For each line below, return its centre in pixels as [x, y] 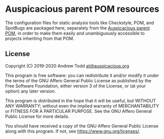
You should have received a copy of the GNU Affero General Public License [82, 126]
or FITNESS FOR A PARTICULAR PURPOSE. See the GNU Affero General [79, 111]
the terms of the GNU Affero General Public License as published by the [78, 80]
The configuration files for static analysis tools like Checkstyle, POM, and [80, 23]
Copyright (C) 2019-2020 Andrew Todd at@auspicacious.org [67, 66]
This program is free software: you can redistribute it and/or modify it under [82, 75]
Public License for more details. [37, 116]
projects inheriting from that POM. [40, 38]
